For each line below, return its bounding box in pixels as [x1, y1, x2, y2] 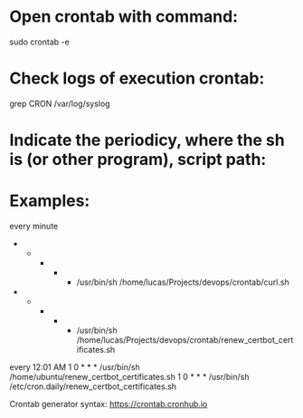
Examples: [9, 190, 90, 211]
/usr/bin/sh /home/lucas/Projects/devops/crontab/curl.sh [76, 277, 289, 287]
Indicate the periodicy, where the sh [9, 130, 285, 151]
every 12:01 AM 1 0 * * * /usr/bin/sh [9, 362, 140, 373]
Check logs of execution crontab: [9, 68, 265, 89]
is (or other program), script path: [9, 150, 267, 170]
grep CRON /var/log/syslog [9, 98, 110, 109]
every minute [9, 220, 59, 231]
